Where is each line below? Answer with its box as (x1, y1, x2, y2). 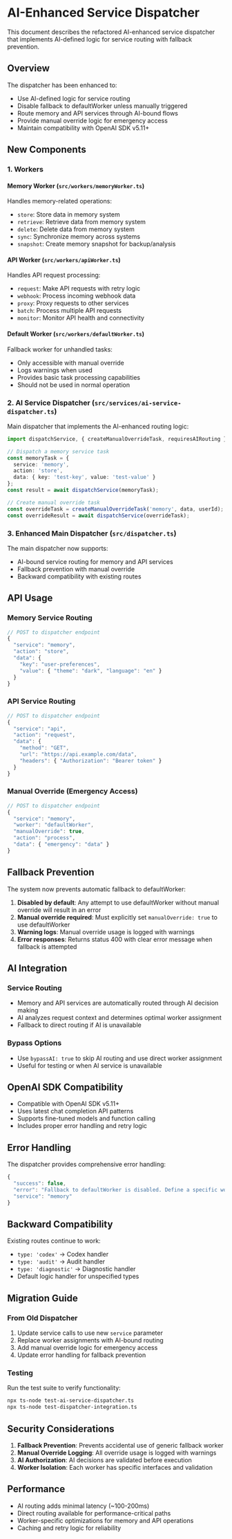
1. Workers (7, 165, 43, 174)
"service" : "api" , (13, 725, 67, 732)
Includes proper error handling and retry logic (17, 1122, 147, 1130)
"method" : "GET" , (19, 745, 70, 752)
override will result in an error (17, 905, 101, 914)
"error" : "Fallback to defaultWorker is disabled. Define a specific (13, 1186, 217, 1193)
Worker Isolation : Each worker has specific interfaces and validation (17, 1463, 213, 1471)
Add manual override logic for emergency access (17, 1344, 158, 1352)
